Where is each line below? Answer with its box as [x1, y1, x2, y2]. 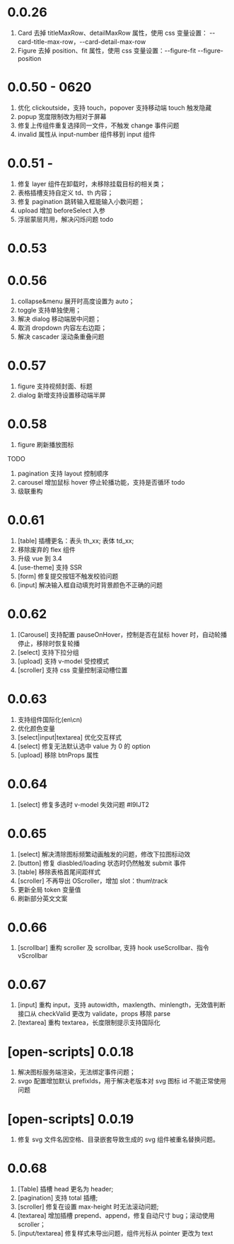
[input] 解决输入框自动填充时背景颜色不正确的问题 [17, 580, 163, 589]
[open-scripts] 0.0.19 [7, 1111, 134, 1127]
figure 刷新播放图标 [17, 440, 74, 448]
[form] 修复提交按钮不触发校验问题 [17, 572, 119, 580]
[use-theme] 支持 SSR [17, 562, 83, 571]
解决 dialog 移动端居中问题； [17, 315, 101, 323]
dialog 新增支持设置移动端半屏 [17, 390, 106, 399]
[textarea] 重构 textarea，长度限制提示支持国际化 [17, 1018, 160, 1027]
